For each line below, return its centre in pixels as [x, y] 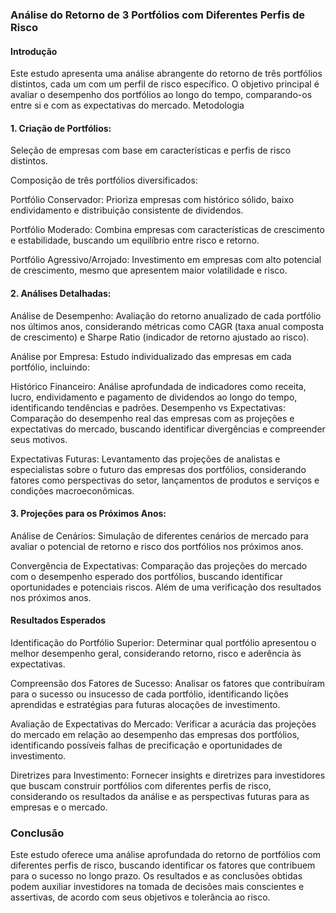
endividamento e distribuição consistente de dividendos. [127, 210]
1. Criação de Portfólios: [61, 128]
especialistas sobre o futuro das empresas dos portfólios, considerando [158, 469]
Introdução [34, 51]
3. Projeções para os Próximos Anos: [88, 514]
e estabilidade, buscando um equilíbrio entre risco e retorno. [135, 240]
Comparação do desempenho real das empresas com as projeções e [152, 418]
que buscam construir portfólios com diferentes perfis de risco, [141, 785]
